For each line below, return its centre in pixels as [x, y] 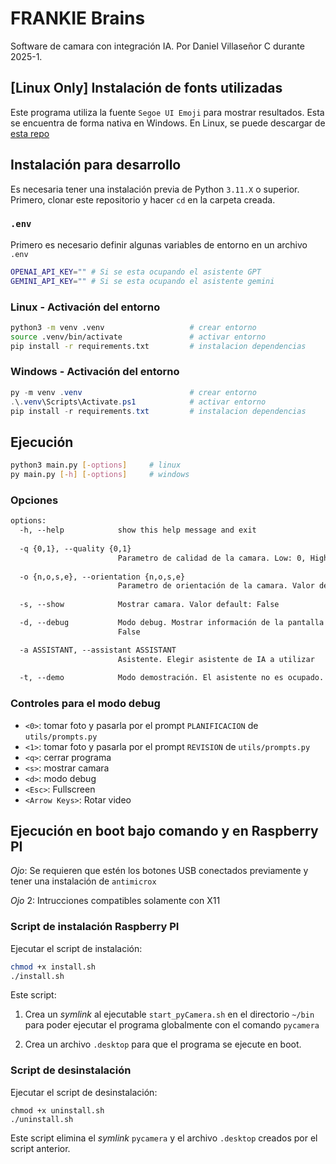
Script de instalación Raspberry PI [95, 927]
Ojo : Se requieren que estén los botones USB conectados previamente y [159, 871]
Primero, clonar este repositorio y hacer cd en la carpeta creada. [143, 199]
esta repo [30, 133]
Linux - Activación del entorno [85, 307]
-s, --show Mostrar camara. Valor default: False [149, 605]
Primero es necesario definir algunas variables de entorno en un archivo [159, 244]
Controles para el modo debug [85, 704]
